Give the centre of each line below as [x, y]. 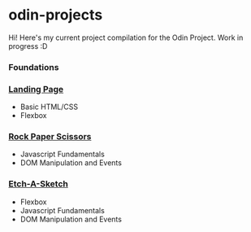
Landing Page [36, 89]
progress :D [28, 46]
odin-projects [56, 15]
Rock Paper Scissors [50, 137]
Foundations [34, 67]
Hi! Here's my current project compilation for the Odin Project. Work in [126, 37]
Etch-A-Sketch [39, 184]
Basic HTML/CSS [49, 107]
